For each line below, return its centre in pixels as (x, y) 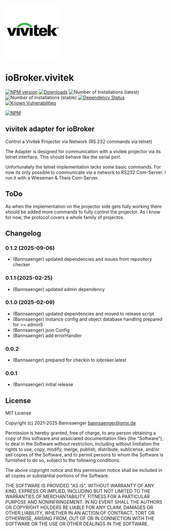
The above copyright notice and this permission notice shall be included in (84, 470)
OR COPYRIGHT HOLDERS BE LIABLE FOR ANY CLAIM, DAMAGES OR (79, 507)
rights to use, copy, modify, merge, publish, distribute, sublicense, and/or (82, 449)
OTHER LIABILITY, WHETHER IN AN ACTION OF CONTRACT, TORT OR (80, 513)
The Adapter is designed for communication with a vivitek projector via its (83, 151)
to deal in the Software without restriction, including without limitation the (82, 444)
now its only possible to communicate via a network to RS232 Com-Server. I (86, 172)
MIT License (18, 413)
